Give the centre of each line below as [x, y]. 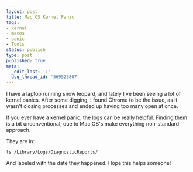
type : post [19, 55]
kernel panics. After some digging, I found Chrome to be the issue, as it [92, 100]
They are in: [20, 141]
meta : [13, 66]
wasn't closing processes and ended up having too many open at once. [92, 106]
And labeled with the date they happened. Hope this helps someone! [89, 163]
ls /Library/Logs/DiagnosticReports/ [52, 152]
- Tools [15, 45]
